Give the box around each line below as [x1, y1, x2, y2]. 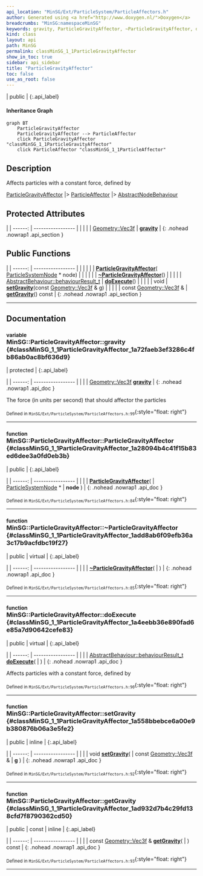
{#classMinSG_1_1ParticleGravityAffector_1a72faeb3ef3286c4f [6, 346, 195, 354]
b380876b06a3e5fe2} [6, 725, 74, 733]
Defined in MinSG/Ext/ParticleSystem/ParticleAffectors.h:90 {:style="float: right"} [6, 681, 187, 690]
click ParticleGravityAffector [17, 136, 96, 142]
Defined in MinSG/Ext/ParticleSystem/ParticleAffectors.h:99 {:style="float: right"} [6, 408, 187, 417]
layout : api [6, 37, 36, 43]
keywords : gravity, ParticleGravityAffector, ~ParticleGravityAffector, [6, 25, 193, 32]
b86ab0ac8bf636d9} [6, 353, 71, 361]
